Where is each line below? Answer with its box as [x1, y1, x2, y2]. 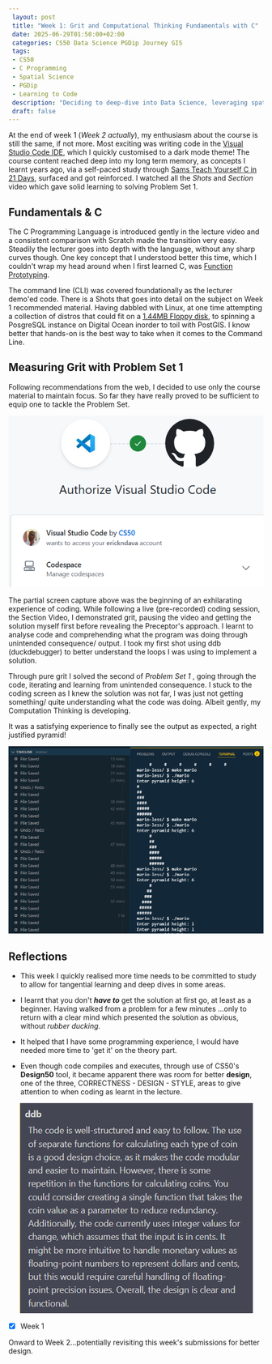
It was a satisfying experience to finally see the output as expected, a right [8, 722, 257, 731]
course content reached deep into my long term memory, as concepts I [8, 156, 246, 166]
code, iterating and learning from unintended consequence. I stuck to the [8, 680, 253, 690]
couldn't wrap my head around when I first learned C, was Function [8, 262, 233, 271]
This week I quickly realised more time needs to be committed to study [19, 971, 257, 981]
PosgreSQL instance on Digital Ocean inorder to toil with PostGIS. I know [8, 320, 251, 330]
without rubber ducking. [19, 1021, 101, 1031]
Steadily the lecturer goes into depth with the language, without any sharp [8, 244, 256, 254]
